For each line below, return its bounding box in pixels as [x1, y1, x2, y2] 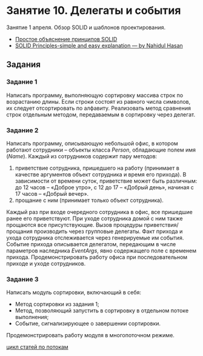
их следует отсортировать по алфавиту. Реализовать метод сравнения [6, 104, 191, 112]
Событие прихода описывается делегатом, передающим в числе [6, 240, 176, 247]
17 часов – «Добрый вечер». [15, 190, 89, 197]
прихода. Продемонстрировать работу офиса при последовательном [6, 253, 188, 261]
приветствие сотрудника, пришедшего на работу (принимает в [15, 164, 180, 172]
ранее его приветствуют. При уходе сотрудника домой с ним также [6, 215, 183, 222]
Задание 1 [6, 78, 38, 86]
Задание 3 [6, 275, 39, 283]
